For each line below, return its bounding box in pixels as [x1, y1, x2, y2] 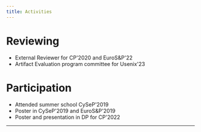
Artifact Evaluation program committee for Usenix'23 [14, 60, 145, 67]
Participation [6, 81, 72, 95]
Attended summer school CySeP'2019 [14, 100, 109, 108]
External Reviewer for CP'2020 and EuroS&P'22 [14, 54, 133, 61]
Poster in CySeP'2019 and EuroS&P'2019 [14, 107, 115, 114]
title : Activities [6, 8, 52, 15]
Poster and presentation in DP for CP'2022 [14, 114, 121, 121]
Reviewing [6, 34, 60, 48]
